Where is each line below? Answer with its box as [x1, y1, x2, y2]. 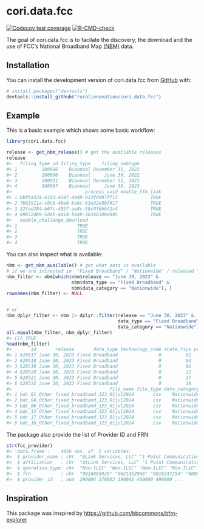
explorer [6, 516, 27, 523]
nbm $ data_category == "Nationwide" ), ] [71, 285, 172, 291]
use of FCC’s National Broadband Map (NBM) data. [6, 43, 134, 50]
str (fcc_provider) [6, 442, 53, 449]
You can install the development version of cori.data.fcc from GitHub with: [6, 76, 192, 83]
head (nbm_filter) [6, 341, 50, 347]
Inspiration [6, 493, 49, 503]
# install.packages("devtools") [6, 88, 88, 94]
